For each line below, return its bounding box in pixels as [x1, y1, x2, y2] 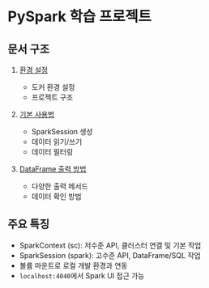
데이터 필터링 [31, 147, 74, 156]
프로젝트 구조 [31, 92, 74, 102]
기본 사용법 [19, 110, 55, 119]
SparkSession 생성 [31, 127, 93, 136]
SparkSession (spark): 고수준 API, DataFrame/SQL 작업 [19, 250, 201, 260]
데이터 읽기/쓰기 [31, 137, 83, 146]
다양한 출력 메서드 [31, 181, 88, 191]
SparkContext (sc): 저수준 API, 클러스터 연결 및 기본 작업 [19, 240, 202, 250]
